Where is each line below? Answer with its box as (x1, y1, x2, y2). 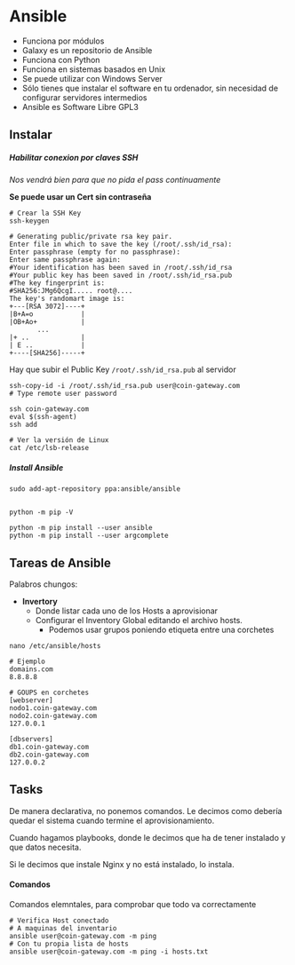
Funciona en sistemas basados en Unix (21, 64, 166, 75)
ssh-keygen (9, 217, 50, 225)
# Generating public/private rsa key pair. (9, 233, 173, 241)
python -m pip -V (9, 508, 74, 517)
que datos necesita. (9, 842, 82, 852)
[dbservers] (9, 735, 53, 744)
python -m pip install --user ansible (9, 524, 153, 533)
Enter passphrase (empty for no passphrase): (9, 248, 180, 257)
